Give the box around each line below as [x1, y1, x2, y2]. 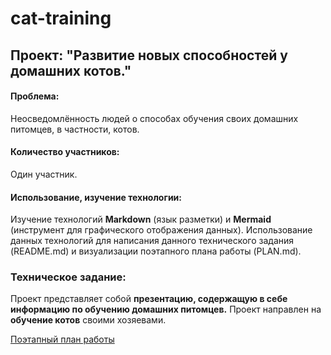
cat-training [10, 7, 112, 30]
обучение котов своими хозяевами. [10, 314, 167, 326]
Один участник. [10, 168, 78, 180]
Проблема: [10, 90, 60, 102]
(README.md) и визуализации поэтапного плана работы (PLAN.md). [10, 245, 302, 257]
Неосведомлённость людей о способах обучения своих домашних [10, 112, 299, 124]
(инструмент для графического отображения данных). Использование [10, 224, 313, 236]
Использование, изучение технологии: [10, 191, 183, 203]
